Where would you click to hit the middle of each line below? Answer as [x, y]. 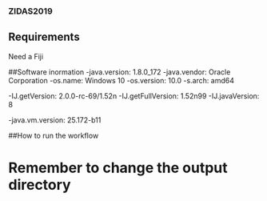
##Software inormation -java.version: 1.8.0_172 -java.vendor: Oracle [120, 72]
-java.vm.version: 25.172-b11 [55, 120]
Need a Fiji [26, 56]
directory [40, 185]
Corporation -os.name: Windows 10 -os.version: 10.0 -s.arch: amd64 [121, 80]
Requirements [44, 37]
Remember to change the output [118, 168]
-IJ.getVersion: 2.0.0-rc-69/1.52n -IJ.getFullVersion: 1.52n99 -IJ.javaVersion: [134, 96]
